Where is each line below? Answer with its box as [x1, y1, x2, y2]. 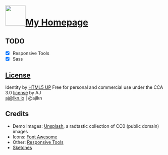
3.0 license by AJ [5, 89, 41, 95]
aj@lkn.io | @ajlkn [5, 95, 42, 101]
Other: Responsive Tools [12, 139, 64, 145]
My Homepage [25, 17, 88, 28]
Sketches [12, 144, 32, 150]
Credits [5, 110, 29, 118]
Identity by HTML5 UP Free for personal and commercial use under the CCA [5, 84, 163, 90]
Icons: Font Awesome [12, 134, 58, 140]
